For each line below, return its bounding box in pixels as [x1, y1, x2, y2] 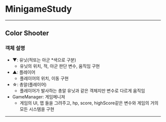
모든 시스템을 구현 [19, 106, 54, 112]
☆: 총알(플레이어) [12, 81, 47, 87]
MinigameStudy [5, 3, 72, 15]
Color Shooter [5, 29, 49, 37]
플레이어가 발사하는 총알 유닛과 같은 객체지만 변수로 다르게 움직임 [19, 88, 145, 93]
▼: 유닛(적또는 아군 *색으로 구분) [12, 57, 77, 62]
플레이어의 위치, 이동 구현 [19, 75, 69, 81]
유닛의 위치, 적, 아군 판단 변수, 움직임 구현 [19, 63, 100, 69]
